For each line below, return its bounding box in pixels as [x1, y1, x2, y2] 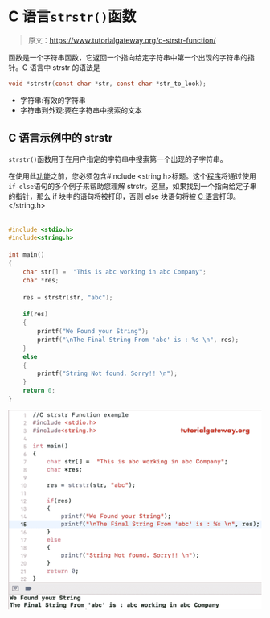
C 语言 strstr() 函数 [8, 7, 137, 26]
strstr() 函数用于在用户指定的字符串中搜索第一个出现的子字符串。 [8, 154, 227, 163]
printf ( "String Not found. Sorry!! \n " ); [37, 369, 178, 378]
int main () [8, 251, 45, 259]
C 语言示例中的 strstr [8, 131, 113, 145]
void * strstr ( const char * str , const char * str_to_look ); [8, 80, 207, 88]
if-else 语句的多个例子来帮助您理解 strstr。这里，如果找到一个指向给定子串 [8, 181, 257, 191]
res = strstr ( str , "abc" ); [22, 293, 113, 302]
